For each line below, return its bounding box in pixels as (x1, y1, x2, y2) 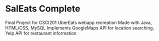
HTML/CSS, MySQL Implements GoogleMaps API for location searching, (5, 24, 154, 30)
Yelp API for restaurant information (5, 30, 76, 36)
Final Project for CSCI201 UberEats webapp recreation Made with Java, (5, 19, 152, 25)
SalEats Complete (5, 3, 80, 14)
